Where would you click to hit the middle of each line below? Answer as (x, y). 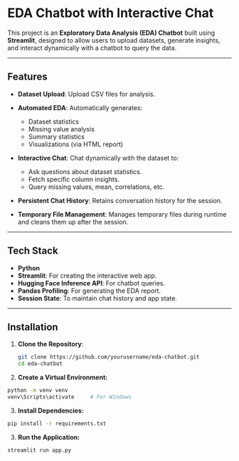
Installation (33, 327)
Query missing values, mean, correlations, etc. (96, 187)
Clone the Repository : (51, 344)
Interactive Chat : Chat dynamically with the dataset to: (98, 158)
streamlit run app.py (39, 450)
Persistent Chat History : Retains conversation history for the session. (120, 200)
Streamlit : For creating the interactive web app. (87, 276)
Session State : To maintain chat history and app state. (97, 298)
